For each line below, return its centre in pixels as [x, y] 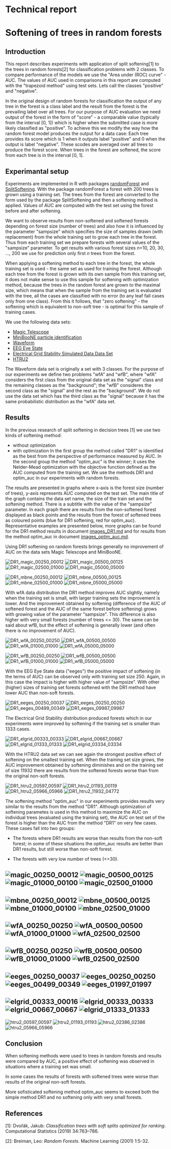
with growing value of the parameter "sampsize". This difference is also [80, 614]
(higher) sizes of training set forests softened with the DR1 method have [81, 687]
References [24, 1113]
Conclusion [24, 1043]
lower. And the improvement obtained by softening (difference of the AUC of [86, 603]
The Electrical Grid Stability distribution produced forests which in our [79, 718]
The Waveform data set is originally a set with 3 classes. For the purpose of [85, 369]
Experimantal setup [37, 171]
